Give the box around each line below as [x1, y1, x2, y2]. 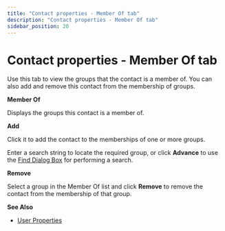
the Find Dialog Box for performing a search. [7, 156, 133, 165]
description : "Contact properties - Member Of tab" [7, 16, 158, 23]
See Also [7, 203, 33, 211]
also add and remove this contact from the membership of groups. [7, 82, 195, 90]
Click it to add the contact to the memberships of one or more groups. [7, 135, 206, 144]
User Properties [17, 217, 63, 225]
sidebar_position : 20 [7, 23, 69, 29]
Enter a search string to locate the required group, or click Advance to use [7, 149, 219, 157]
